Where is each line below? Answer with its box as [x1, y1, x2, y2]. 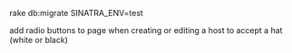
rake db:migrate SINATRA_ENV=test [9, 8, 143, 18]
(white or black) [9, 35, 68, 45]
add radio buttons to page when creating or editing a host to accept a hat [9, 25, 283, 35]
